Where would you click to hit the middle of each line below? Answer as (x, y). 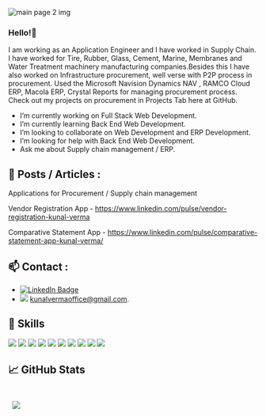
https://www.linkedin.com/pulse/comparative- (182, 233)
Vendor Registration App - (51, 209)
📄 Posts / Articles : (55, 174)
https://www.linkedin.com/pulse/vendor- (161, 209)
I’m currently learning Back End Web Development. (103, 124)
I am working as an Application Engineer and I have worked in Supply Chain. (133, 50)
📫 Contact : (38, 266)
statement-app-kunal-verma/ (56, 241)
